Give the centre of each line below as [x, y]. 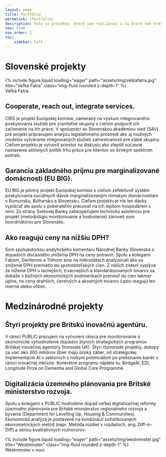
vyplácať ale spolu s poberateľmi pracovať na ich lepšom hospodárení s [78, 206]
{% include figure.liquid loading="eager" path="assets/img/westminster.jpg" [83, 439]
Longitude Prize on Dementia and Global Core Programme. [65, 368]
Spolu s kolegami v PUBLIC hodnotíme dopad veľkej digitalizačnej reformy [81, 403]
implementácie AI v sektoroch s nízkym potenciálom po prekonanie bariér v [82, 358]
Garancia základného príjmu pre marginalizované [82, 171]
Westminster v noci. [25, 450]
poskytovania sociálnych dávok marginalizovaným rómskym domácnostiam [82, 196]
